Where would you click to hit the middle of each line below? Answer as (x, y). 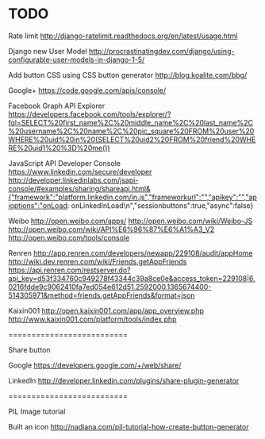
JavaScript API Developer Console (65, 163)
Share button (29, 349)
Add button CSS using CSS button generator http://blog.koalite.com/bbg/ (128, 75)
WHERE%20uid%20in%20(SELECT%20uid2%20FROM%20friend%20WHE (132, 139)
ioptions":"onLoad (38, 205)
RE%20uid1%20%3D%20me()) (59, 148)
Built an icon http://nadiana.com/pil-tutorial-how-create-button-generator (129, 426)
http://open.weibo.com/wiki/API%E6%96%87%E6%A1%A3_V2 (111, 229)
